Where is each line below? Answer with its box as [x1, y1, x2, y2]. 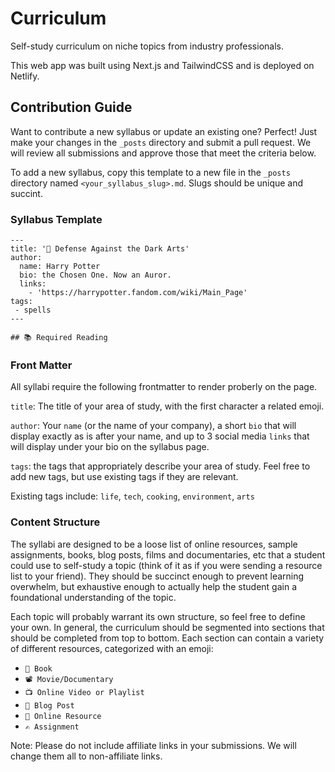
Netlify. [10, 70, 40, 82]
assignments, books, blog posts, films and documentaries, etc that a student [10, 548, 326, 561]
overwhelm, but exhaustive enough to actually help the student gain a [10, 580, 298, 592]
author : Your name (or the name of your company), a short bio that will [10, 420, 297, 432]
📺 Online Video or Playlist [24, 687, 145, 697]
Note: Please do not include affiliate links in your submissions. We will [10, 739, 297, 751]
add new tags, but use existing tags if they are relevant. [10, 471, 239, 483]
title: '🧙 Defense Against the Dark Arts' [10, 244, 190, 254]
